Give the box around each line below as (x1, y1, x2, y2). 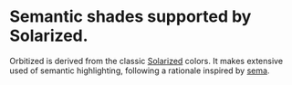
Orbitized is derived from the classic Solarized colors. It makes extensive (9, 55, 284, 66)
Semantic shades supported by (9, 6, 252, 27)
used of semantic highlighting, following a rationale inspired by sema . (9, 65, 270, 76)
